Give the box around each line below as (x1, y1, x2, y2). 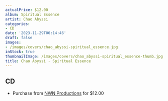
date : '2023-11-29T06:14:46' (5, 30, 66, 35)
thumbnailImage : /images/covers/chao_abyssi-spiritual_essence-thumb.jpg (5, 53, 163, 59)
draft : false (5, 35, 33, 40)
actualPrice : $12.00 (5, 7, 49, 12)
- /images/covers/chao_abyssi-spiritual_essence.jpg (5, 44, 118, 49)
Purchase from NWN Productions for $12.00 (12, 90, 104, 96)
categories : (5, 21, 30, 26)
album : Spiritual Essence (5, 12, 59, 17)
